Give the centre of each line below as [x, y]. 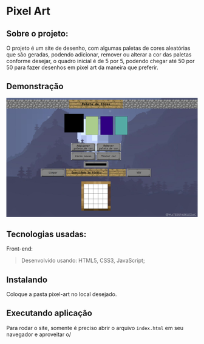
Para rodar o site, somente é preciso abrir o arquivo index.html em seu [95, 328]
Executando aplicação [49, 313]
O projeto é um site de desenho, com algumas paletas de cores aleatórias [98, 48]
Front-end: [20, 249]
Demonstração [35, 86]
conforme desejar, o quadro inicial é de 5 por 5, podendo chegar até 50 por [100, 61]
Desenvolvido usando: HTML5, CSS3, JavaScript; [83, 261]
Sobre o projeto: [37, 34]
